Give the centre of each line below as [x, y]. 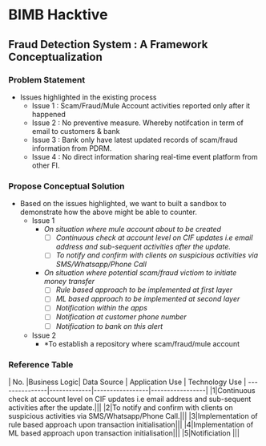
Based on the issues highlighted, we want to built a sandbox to [123, 204]
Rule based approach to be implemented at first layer [144, 290]
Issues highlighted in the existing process [88, 97]
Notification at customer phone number [121, 317]
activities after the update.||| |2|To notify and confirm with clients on [121, 407]
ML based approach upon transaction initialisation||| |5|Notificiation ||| [124, 433]
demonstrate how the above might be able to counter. [109, 212]
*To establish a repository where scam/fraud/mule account [142, 343]
